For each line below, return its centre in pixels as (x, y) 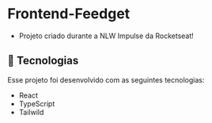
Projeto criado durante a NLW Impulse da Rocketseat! (106, 36)
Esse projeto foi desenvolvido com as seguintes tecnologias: (106, 79)
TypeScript (37, 103)
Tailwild (31, 112)
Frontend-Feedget (69, 14)
